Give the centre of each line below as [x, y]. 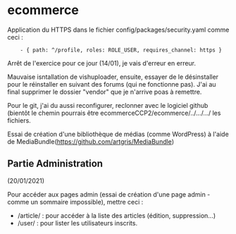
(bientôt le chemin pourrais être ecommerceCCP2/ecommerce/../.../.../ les [114, 113]
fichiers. [19, 120]
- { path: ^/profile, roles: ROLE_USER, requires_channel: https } [121, 50]
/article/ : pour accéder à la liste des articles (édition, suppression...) [117, 215]
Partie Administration [55, 164]
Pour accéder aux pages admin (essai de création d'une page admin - [109, 194]
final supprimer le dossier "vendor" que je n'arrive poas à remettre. [105, 92]
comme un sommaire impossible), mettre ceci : [75, 202]
